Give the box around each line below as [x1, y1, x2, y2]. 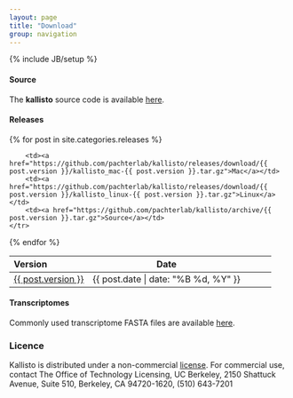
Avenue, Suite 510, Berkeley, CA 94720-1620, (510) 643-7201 [9, 378, 234, 389]
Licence [9, 339, 44, 352]
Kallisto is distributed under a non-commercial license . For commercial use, [9, 360, 286, 370]
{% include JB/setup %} [9, 54, 98, 65]
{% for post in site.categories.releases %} [9, 134, 162, 145]
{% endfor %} [9, 236, 60, 247]
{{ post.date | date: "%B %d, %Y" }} [92, 273, 242, 285]
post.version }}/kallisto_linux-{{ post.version [9, 190, 193, 199]
